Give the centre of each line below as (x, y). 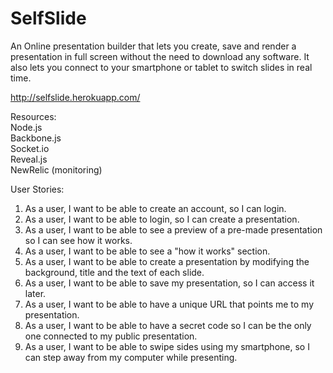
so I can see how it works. (78, 240)
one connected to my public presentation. (111, 336)
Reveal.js (29, 159)
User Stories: (37, 189)
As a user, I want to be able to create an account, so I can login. (155, 208)
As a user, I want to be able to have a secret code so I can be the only (168, 325)
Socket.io (30, 148)
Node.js (26, 127)
